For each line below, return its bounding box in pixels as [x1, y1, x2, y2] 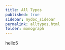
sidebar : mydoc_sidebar [5, 17, 56, 22]
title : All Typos [5, 7, 42, 13]
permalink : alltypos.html [5, 21, 60, 27]
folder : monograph [5, 26, 44, 31]
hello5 [5, 40, 18, 46]
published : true [5, 12, 40, 17]
